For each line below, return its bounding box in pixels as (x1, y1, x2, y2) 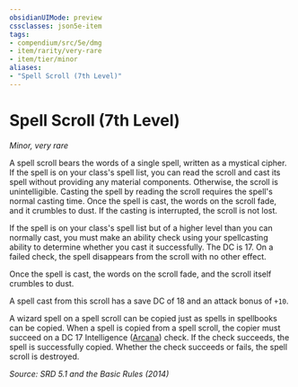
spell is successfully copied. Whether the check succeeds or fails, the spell (9, 341, 288, 352)
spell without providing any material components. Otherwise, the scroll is (9, 176, 278, 187)
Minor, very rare (9, 140, 69, 151)
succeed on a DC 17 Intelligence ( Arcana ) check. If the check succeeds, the (9, 331, 290, 342)
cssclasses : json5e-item (9, 22, 102, 31)
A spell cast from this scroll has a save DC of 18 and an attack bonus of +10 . (9, 295, 289, 306)
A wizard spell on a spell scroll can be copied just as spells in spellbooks (9, 312, 278, 323)
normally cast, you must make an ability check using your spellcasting (9, 232, 268, 242)
